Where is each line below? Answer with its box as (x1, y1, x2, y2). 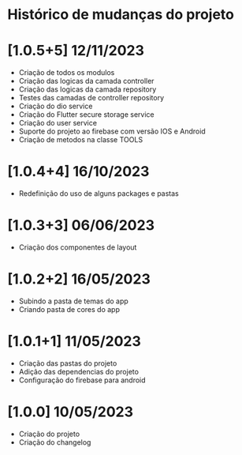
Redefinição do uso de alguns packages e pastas (18, 189, 179, 198)
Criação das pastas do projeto (18, 358, 117, 368)
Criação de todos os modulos (18, 68, 115, 77)
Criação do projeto (18, 429, 80, 438)
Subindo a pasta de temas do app (18, 296, 129, 306)
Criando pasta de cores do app (18, 304, 120, 314)
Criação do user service (18, 118, 98, 128)
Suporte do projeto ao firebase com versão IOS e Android (18, 126, 206, 136)
